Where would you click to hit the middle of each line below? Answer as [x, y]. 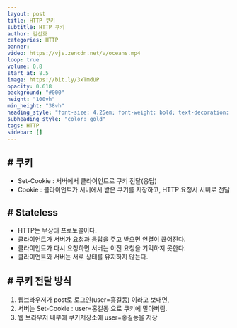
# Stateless [33, 212]
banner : [19, 47]
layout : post [27, 14]
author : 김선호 [28, 34]
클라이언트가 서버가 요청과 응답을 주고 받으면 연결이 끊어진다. [102, 239]
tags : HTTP [23, 125]
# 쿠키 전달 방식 [40, 281]
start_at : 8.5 [28, 73]
